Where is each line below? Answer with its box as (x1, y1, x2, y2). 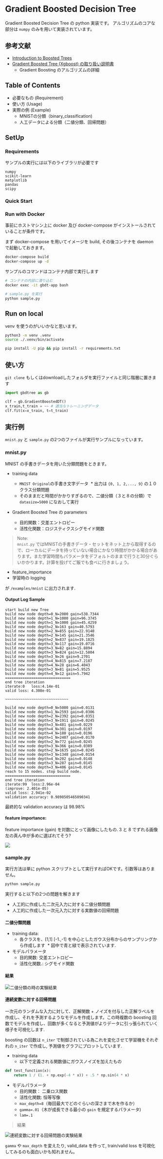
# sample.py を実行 (5, 291, 42, 296)
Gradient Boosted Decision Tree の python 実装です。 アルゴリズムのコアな (5, 20, 156, 26)
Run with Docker (5, 211, 45, 217)
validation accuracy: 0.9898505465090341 (5, 794, 91, 800)
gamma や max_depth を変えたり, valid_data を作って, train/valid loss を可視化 (5, 1142, 156, 1148)
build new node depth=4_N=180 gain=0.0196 (5, 731, 92, 735)
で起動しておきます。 (5, 245, 47, 251)
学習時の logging (12, 575, 46, 581)
